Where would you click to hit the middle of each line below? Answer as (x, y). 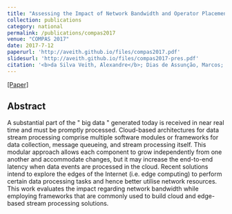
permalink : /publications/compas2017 (61, 33)
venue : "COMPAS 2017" (38, 39)
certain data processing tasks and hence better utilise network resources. (112, 182)
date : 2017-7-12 (30, 46)
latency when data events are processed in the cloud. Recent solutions (108, 167)
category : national (35, 26)
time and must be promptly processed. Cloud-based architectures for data (113, 130)
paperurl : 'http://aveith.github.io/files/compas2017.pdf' (94, 52)
